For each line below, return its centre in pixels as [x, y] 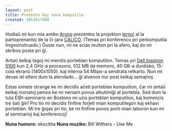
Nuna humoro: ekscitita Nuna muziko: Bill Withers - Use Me [69, 124]
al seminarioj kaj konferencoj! [36, 114]
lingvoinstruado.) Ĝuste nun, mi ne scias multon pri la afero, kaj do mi [79, 45]
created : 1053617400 [27, 20]
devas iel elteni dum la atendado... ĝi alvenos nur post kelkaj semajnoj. [80, 77]
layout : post [19, 10]
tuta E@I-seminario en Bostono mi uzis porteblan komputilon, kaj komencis [85, 98]
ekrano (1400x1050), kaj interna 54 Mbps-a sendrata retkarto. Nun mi [89, 71]
